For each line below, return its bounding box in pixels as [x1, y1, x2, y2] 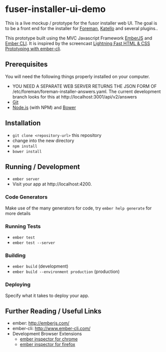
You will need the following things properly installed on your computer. [5, 73, 150, 79]
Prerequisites [5, 60, 48, 68]
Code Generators [5, 193, 48, 200]
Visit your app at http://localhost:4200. [12, 181, 92, 187]
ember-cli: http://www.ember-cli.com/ [12, 325, 91, 331]
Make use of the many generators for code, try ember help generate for [5, 205, 152, 211]
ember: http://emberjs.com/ [12, 320, 70, 326]
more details [5, 210, 31, 216]
